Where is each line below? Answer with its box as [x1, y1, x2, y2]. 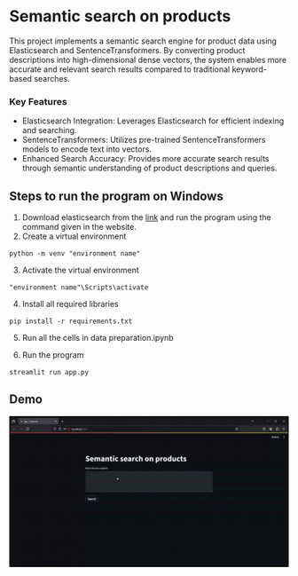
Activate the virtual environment [21, 264, 139, 276]
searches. [34, 73, 71, 83]
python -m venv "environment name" [9, 249, 141, 258]
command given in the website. [21, 222, 137, 233]
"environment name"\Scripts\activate [9, 283, 149, 292]
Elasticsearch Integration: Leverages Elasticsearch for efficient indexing [21, 115, 285, 126]
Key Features [9, 95, 68, 107]
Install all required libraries [21, 299, 120, 310]
